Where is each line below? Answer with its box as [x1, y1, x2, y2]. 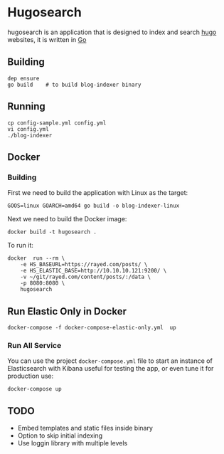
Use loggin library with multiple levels [17, 439, 128, 448]
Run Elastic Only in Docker [7, 305, 127, 317]
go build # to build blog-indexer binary [7, 81, 142, 88]
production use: [7, 371, 54, 381]
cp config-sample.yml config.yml [7, 119, 107, 127]
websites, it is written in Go [7, 35, 87, 43]
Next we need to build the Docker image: [7, 215, 127, 223]
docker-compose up [7, 386, 62, 393]
